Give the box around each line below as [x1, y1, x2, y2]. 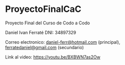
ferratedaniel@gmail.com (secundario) [5, 44, 84, 50]
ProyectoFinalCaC [5, 3, 82, 15]
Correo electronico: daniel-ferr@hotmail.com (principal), [5, 39, 121, 45]
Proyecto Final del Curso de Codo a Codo [5, 20, 90, 26]
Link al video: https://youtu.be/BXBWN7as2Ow [5, 54, 101, 60]
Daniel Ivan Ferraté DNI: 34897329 [5, 29, 76, 35]
